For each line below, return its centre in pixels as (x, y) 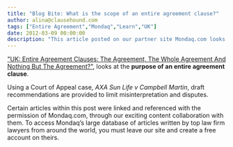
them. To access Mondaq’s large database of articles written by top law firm (116, 123)
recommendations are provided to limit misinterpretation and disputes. (108, 95)
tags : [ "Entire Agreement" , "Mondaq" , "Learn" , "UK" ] (82, 26)
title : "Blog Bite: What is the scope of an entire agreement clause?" (113, 14)
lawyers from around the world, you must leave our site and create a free (112, 130)
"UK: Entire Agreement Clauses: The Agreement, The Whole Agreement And (116, 59)
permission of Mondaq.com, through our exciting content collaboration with (115, 116)
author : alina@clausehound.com (53, 20)
